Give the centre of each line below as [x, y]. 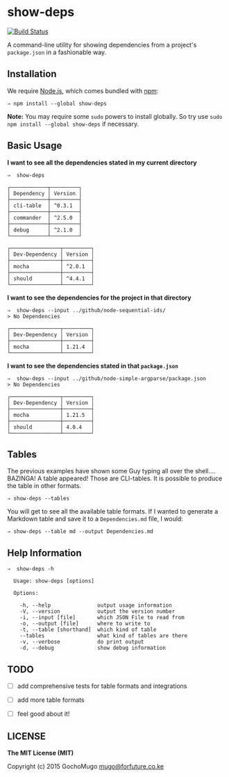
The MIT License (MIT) [41, 753]
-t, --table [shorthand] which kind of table [88, 630]
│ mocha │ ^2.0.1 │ [51, 266]
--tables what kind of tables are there [104, 636]
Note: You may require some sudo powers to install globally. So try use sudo [115, 116]
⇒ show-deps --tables [39, 499]
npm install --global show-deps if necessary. [73, 124]
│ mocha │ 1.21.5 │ [51, 415]
